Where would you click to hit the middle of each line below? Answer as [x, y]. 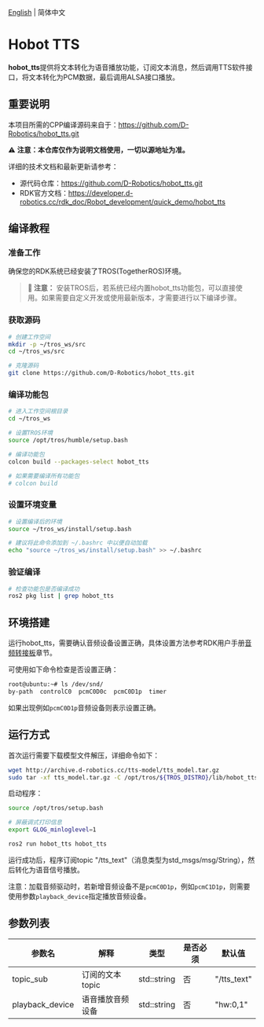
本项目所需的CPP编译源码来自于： [64, 124]
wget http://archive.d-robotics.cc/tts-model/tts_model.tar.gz [114, 770]
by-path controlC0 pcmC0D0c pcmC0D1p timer [88, 691]
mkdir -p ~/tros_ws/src [47, 344]
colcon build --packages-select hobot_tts [79, 462]
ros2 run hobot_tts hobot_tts [58, 844]
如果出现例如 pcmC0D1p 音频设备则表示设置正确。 [84, 707]
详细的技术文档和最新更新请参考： [63, 166]
